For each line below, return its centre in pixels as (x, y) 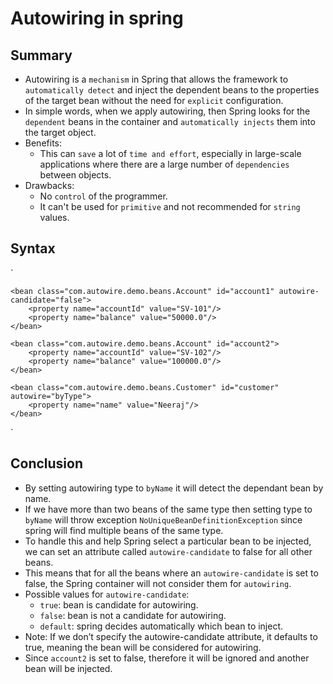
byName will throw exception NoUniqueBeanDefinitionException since (163, 519)
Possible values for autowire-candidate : (107, 594)
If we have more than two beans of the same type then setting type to (168, 509)
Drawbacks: (49, 185)
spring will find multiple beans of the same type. (124, 530)
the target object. (60, 132)
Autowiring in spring (97, 18)
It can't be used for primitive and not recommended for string (170, 206)
